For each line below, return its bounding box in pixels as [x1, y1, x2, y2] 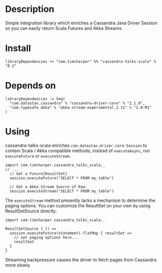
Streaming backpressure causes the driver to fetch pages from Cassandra [5, 257, 157, 263]
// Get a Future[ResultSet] [9, 171, 68, 176]
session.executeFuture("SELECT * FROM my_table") [9, 176, 114, 181]
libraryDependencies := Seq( [5, 96, 65, 101]
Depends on [5, 80, 56, 91]
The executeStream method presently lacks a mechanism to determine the [5, 197, 156, 203]
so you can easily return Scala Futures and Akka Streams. [5, 25, 123, 31]
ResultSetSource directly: [5, 208, 57, 214]
